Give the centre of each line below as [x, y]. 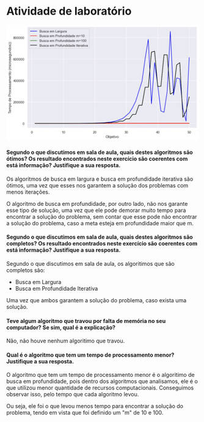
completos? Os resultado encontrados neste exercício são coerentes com [102, 244]
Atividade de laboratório [69, 11]
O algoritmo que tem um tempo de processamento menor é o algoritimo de [100, 375]
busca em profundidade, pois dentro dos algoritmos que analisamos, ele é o [102, 381]
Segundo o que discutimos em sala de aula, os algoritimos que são [91, 264]
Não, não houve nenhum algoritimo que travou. [66, 341]
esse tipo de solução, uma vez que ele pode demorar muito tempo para [96, 210]
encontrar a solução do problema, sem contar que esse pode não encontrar [102, 216]
